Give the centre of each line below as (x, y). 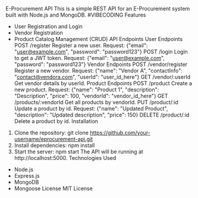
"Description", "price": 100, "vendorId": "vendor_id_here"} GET (91, 96)
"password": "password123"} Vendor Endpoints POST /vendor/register (101, 64)
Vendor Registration (39, 33)
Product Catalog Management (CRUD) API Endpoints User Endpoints (98, 39)
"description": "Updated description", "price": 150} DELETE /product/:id (102, 115)
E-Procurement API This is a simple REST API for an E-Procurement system (98, 9)
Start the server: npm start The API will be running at (78, 152)
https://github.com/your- (120, 133)
